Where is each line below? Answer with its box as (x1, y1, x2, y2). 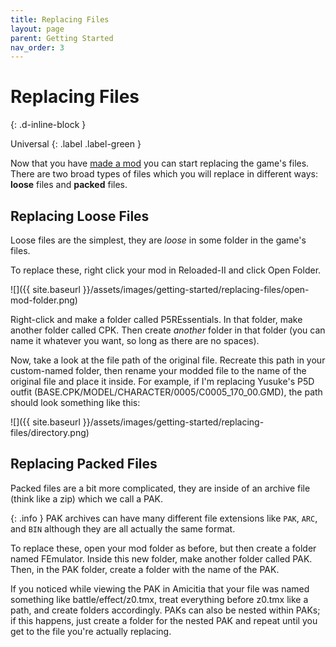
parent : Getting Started (10, 33, 114, 43)
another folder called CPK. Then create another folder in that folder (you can (10, 324, 326, 336)
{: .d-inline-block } (10, 119, 87, 131)
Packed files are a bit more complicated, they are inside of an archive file (10, 482, 311, 494)
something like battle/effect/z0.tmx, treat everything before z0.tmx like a (10, 593, 309, 605)
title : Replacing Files (10, 14, 110, 25)
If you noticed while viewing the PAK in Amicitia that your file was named (10, 582, 310, 595)
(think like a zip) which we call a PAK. (10, 492, 164, 505)
